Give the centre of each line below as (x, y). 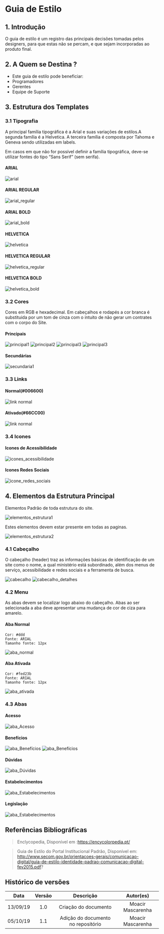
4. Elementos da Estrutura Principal (60, 496)
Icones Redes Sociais (27, 470)
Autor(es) (138, 896)
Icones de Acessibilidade (31, 448)
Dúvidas (14, 760)
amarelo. (14, 613)
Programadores (28, 81)
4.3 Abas (16, 704)
